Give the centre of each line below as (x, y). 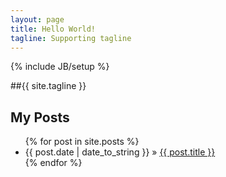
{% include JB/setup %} (60, 67)
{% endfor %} (53, 163)
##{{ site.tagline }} (48, 86)
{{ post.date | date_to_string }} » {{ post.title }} (120, 152)
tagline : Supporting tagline (71, 38)
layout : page (37, 19)
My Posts (40, 117)
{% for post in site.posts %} (82, 142)
